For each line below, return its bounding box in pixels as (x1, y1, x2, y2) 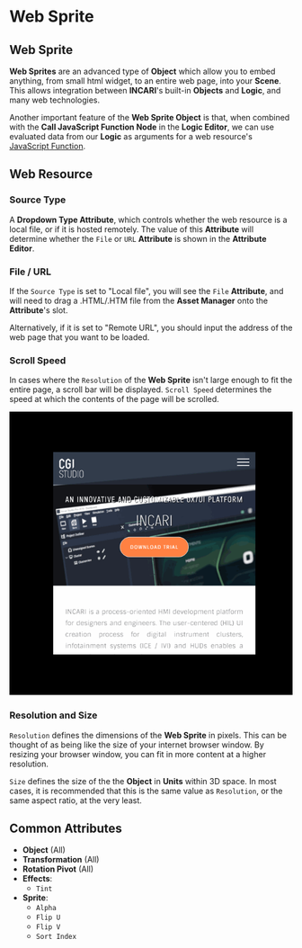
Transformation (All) (22, 854, 100, 865)
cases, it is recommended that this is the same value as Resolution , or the (9, 785, 283, 796)
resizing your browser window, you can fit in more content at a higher (9, 748, 267, 759)
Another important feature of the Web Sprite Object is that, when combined (9, 112, 290, 122)
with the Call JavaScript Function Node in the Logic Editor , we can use (9, 121, 274, 132)
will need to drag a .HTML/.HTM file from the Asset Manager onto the (9, 295, 268, 306)
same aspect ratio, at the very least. (9, 794, 142, 806)
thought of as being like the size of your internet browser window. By (9, 739, 265, 750)
